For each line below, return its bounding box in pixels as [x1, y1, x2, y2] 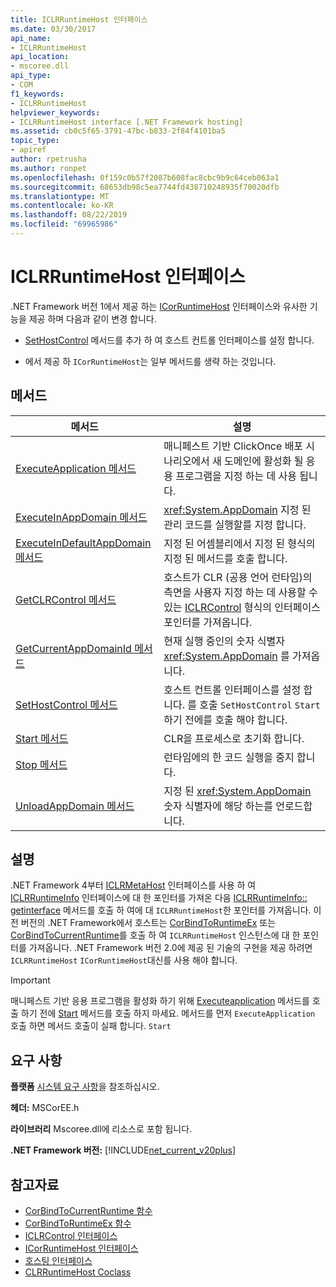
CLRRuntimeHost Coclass [24, 1266, 132, 1278]
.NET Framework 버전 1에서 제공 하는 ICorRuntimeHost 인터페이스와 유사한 [10, 300, 308, 312]
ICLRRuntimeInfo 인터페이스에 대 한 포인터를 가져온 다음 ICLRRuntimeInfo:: [10, 892, 308, 904]
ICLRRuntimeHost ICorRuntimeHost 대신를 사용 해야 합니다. [10, 954, 238, 966]
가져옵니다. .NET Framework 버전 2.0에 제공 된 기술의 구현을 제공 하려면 [28, 942, 313, 954]
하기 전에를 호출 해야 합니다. [163, 712, 288, 726]
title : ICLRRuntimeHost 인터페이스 [10, 14, 148, 25]
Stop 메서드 [15, 757, 68, 771]
